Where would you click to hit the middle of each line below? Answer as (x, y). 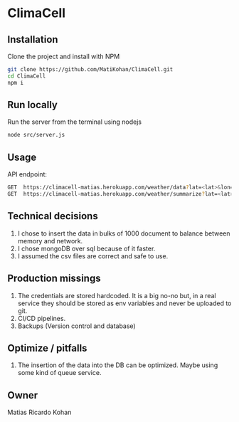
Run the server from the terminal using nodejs (75, 122)
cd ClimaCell (27, 76)
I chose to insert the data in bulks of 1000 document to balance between (124, 233)
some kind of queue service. (59, 373)
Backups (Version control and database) (77, 326)
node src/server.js (36, 135)
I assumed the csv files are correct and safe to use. (93, 256)
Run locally (33, 105)
